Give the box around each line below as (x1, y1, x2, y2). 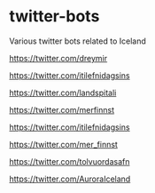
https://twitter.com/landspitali (9, 87, 117, 98)
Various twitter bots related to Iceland (9, 36, 146, 46)
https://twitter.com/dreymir (9, 52, 108, 63)
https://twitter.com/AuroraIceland (9, 173, 131, 184)
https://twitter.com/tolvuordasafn (9, 156, 130, 166)
